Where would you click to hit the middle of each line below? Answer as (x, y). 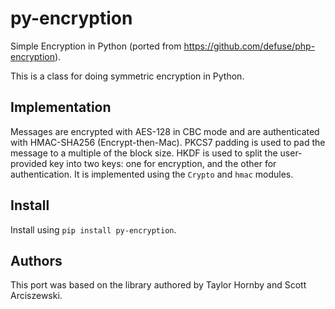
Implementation (61, 107)
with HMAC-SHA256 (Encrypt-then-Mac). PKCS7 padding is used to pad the (168, 142)
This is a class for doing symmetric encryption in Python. (127, 76)
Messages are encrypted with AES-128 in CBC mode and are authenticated (165, 131)
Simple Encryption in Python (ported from (96, 46)
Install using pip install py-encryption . (93, 229)
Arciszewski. (36, 296)
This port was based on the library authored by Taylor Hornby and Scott (158, 285)
